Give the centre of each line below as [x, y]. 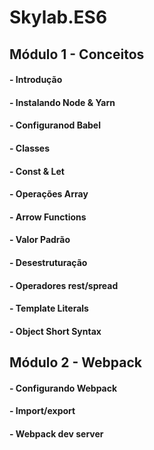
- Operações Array [49, 194]
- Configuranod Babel [55, 125]
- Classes [30, 148]
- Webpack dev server [56, 433]
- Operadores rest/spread [64, 285]
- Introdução [36, 80]
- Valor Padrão [40, 240]
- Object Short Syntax [55, 331]
